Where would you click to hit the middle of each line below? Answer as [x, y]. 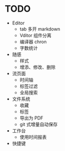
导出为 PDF [31, 118]
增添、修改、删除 [38, 67]
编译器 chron [33, 42]
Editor [18, 23]
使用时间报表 [33, 137]
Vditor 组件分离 [36, 35]
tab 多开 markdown [40, 29]
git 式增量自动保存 [39, 124]
